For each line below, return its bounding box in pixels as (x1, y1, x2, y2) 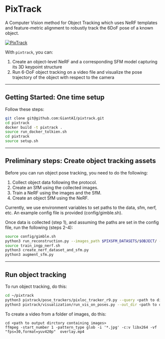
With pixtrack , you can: (5, 49, 53, 55)
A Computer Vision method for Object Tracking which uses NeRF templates (5, 20, 158, 26)
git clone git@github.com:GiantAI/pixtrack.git (5, 115, 105, 121)
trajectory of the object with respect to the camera (12, 74, 114, 80)
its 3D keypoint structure (12, 64, 62, 70)
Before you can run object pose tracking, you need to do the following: (5, 169, 148, 175)
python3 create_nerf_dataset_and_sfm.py (5, 248, 89, 253)
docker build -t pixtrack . (5, 125, 63, 130)
